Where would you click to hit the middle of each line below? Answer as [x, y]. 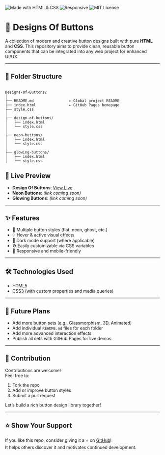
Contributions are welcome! [33, 370]
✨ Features [22, 218]
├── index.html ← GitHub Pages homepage [62, 105]
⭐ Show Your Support [39, 426]
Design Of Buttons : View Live [42, 188]
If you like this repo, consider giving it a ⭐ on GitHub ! [58, 440]
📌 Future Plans [28, 311]
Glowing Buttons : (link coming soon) [50, 198]
